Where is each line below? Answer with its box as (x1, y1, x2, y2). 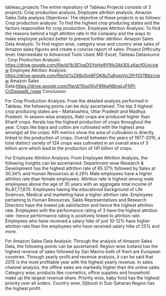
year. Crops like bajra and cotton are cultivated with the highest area (5, 124, 145, 130)
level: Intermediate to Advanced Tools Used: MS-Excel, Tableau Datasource (5, 51, 160, 57)
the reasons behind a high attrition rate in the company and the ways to (5, 31, 151, 36)
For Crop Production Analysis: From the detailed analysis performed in (5, 98, 149, 103)
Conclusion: (42, 89, 67, 94)
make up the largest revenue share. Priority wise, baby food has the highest (5, 275, 160, 281)
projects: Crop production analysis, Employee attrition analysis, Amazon (5, 9, 152, 15)
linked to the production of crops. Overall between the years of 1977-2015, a (5, 135, 161, 141)
